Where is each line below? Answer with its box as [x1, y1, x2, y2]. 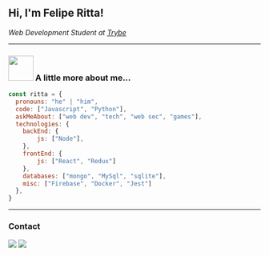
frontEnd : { [22, 150, 62, 158]
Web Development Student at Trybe [8, 27, 126, 37]
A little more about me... [34, 72, 131, 83]
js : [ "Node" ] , [37, 135, 84, 143]
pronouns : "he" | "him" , [15, 98, 98, 106]
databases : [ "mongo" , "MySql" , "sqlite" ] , [22, 172, 167, 180]
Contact [8, 221, 41, 232]
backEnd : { [22, 127, 59, 135]
